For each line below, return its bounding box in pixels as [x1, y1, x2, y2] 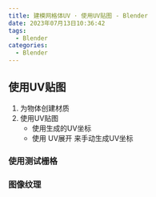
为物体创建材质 [19, 103, 70, 113]
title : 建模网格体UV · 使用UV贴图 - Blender [8, 11, 148, 20]
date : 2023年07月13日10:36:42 [8, 19, 106, 27]
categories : [8, 42, 48, 50]
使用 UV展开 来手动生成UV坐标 [31, 133, 134, 143]
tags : [8, 26, 26, 34]
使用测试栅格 [8, 155, 58, 167]
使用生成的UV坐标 [31, 123, 92, 133]
